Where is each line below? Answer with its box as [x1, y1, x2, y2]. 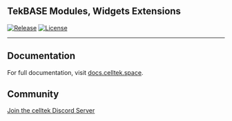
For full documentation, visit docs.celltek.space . [7, 68, 144, 76]
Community [7, 89, 59, 100]
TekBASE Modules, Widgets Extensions [7, 5, 182, 17]
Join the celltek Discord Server [7, 107, 95, 115]
